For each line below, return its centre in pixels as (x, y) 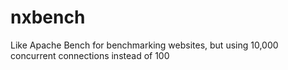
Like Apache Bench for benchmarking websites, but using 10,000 (144, 45)
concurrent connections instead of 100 (90, 55)
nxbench (48, 17)
